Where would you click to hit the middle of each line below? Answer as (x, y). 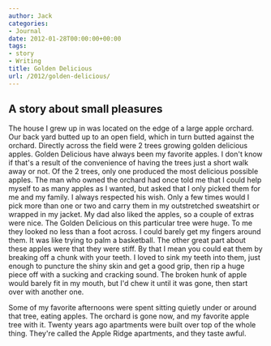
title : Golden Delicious (50, 69)
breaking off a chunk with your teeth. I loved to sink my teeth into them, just (135, 258)
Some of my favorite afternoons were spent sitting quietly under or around (133, 308)
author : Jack (30, 16)
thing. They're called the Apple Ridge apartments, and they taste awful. (127, 334)
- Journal (25, 31)
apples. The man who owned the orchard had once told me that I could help (135, 180)
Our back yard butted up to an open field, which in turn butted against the (131, 137)
